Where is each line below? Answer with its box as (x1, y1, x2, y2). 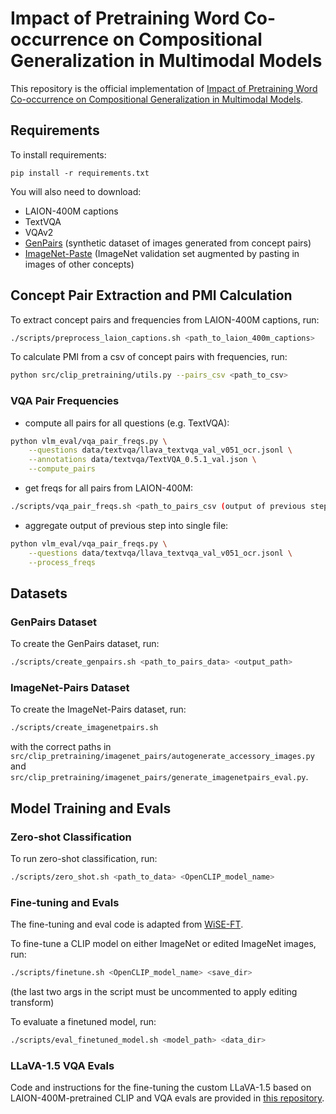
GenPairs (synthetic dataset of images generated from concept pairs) (24, 237, 312, 249)
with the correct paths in (10, 741, 112, 753)
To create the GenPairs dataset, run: (10, 638, 160, 650)
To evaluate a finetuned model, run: (10, 1016, 157, 1028)
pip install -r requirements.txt (10, 168, 150, 178)
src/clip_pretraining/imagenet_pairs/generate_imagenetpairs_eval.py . (10, 771, 309, 783)
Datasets (10, 585, 68, 602)
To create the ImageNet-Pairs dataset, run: (10, 703, 187, 716)
